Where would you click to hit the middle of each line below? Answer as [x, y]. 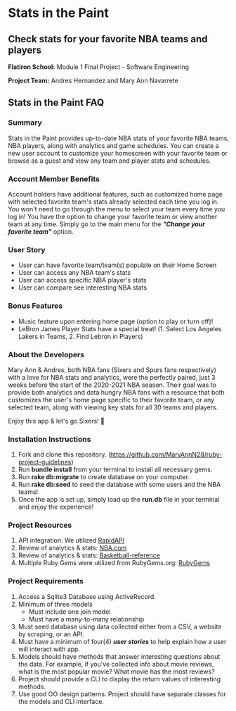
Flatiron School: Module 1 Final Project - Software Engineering [98, 67]
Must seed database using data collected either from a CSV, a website [120, 626]
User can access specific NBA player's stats [82, 280]
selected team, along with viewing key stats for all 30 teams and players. [113, 407]
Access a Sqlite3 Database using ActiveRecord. [87, 596]
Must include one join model [70, 612]
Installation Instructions [50, 439]
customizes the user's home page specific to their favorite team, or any [111, 400]
